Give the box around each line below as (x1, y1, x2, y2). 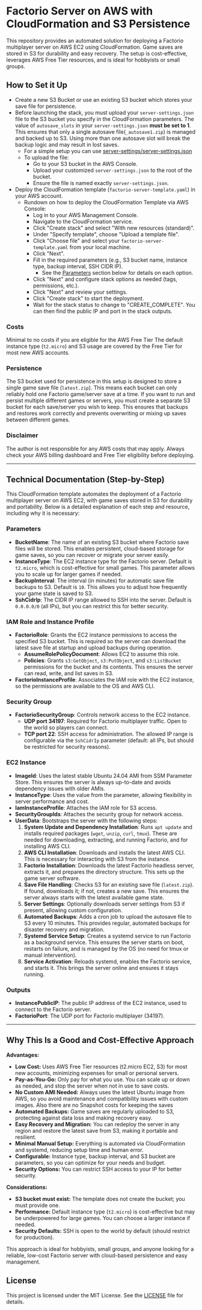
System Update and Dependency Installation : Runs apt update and (23, 823, 192, 830)
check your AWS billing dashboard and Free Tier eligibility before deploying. (6, 451, 195, 459)
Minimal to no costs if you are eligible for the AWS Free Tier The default (6, 336, 183, 344)
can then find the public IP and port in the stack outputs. (32, 307, 173, 315)
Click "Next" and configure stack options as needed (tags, (32, 276, 177, 283)
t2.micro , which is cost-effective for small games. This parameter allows (14, 564, 195, 571)
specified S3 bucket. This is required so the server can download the (14, 638, 186, 645)
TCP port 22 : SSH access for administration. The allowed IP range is (23, 731, 194, 738)
